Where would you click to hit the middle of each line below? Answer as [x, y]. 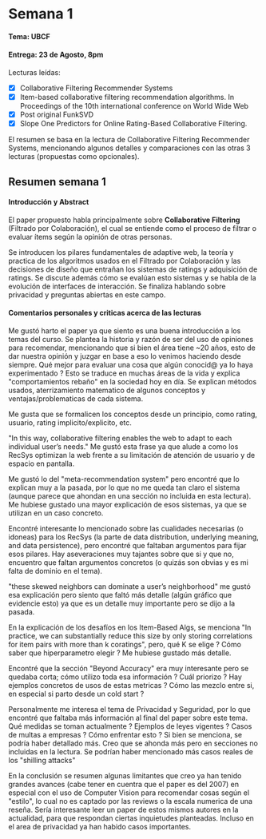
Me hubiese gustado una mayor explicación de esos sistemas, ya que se [128, 505]
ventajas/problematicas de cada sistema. [76, 399]
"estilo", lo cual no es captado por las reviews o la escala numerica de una [131, 801]
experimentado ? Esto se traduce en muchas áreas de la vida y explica [124, 373]
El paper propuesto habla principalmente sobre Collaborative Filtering [124, 220]
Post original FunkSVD [57, 115]
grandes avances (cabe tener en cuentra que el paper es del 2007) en [124, 785]
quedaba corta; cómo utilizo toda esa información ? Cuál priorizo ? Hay [125, 677]
